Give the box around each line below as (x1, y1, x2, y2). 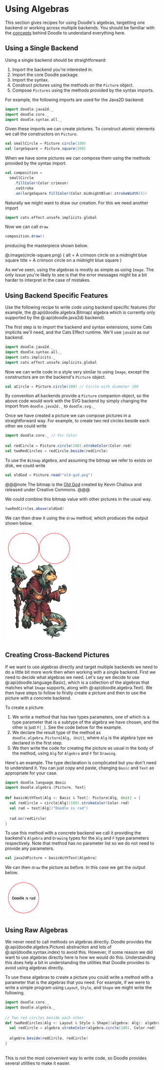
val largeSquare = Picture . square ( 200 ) (5, 146, 86, 151)
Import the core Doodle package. (12, 72, 79, 78)
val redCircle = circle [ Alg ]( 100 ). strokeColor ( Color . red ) (9, 801, 130, 805)
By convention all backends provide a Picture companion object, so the (5, 393, 149, 399)
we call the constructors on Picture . (5, 131, 78, 137)
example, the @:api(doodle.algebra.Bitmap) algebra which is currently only (5, 309, 155, 315)
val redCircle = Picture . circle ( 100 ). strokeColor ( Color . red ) (5, 443, 132, 449)
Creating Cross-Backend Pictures (5, 651, 110, 659)
